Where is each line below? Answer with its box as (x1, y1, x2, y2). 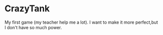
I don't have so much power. (4, 24, 62, 30)
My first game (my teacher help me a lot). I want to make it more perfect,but (4, 19, 158, 25)
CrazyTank (4, 3, 50, 14)
